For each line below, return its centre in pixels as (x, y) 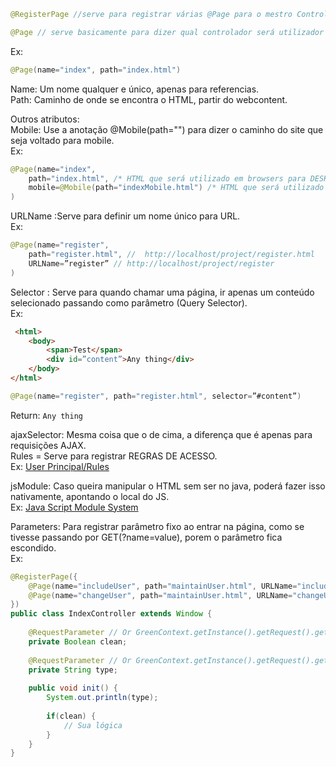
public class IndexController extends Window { (111, 614)
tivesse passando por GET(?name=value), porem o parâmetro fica (146, 537)
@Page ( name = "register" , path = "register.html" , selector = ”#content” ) (156, 396)
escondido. (33, 547)
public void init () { (73, 688)
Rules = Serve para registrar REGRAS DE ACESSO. (114, 456)
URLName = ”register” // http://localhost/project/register (151, 263)
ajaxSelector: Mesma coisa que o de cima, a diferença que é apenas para (161, 434)
